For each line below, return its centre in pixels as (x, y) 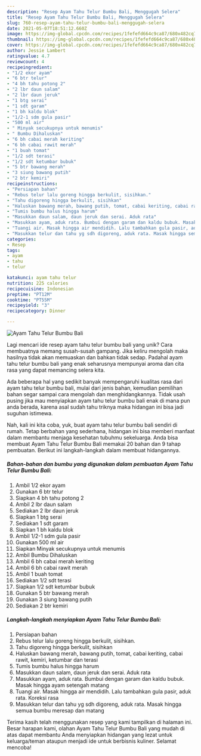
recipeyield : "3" (28, 306)
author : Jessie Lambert (36, 51)
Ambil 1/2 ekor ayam (40, 485)
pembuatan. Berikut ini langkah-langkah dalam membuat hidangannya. (94, 450)
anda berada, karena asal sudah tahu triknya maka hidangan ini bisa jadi (95, 407)
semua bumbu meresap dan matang (60, 710)
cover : (15, 45)
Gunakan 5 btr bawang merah (52, 593)
